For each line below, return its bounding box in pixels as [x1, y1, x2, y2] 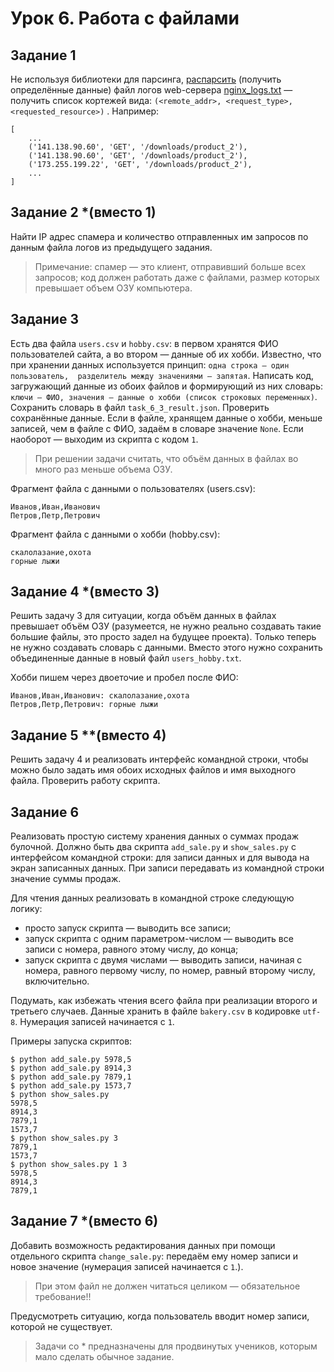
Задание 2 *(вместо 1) [10, 204, 157, 221]
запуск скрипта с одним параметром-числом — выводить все [24, 933, 294, 945]
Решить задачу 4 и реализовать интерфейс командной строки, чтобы [10, 753, 309, 766]
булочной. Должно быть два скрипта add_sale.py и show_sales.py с [10, 841, 297, 853]
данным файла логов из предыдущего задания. [10, 241, 213, 253]
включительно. [24, 975, 90, 987]
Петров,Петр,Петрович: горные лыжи [10, 700, 159, 710]
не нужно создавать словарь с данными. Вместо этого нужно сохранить [10, 642, 323, 654]
